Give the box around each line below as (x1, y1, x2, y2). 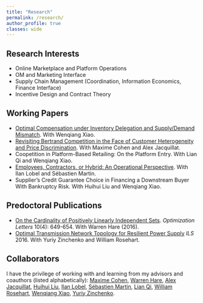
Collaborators (6, 254, 60, 264)
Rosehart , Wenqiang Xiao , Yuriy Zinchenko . (6, 289, 115, 296)
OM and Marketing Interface (15, 71, 86, 79)
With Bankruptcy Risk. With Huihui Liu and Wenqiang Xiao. (15, 182, 162, 190)
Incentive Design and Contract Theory (15, 91, 111, 98)
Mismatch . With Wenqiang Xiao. (15, 130, 95, 138)
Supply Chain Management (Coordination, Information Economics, (15, 77, 181, 85)
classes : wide (6, 26, 43, 32)
